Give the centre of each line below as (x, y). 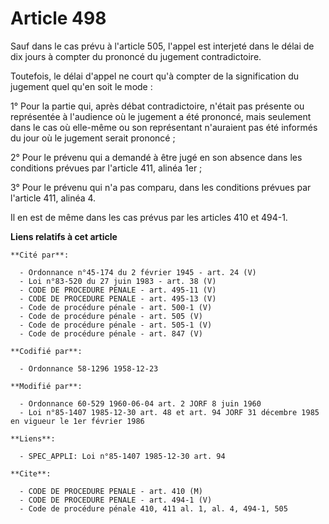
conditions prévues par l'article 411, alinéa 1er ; (106, 168)
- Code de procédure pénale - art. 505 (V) (111, 316)
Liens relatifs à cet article (64, 236)
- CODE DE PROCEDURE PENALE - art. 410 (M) (111, 491)
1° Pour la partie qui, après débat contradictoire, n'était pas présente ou (157, 106)
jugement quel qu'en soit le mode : (81, 86)
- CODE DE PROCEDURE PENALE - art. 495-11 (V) (118, 290)
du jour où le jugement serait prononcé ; (93, 138)
